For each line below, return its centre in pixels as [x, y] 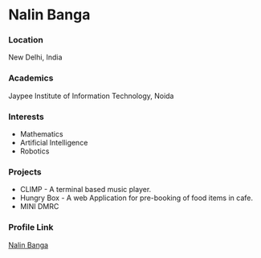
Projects [25, 172]
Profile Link [31, 227]
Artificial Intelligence [54, 143]
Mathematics [41, 134]
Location [26, 40]
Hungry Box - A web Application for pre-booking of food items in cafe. [137, 198]
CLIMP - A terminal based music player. [86, 190]
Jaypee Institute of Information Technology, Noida [91, 96]
